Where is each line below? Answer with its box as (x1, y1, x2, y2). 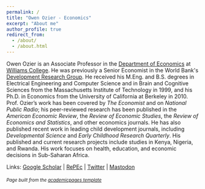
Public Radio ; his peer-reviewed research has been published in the (6, 106, 177, 113)
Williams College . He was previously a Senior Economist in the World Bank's (6, 66, 199, 74)
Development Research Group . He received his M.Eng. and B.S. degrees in (6, 73, 195, 80)
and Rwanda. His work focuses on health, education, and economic (6, 145, 177, 152)
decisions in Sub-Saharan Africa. (6, 151, 90, 158)
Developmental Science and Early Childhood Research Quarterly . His (6, 131, 181, 139)
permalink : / (6, 9, 40, 15)
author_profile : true (6, 26, 62, 33)
